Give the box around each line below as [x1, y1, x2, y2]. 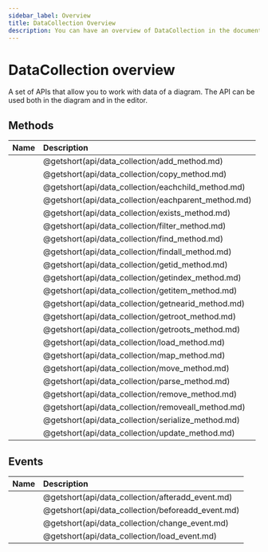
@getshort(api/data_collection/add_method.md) [42, 156, 223, 167]
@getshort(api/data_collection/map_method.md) [42, 350, 226, 361]
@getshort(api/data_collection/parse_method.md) [42, 376, 231, 387]
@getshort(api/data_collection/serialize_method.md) [42, 415, 241, 426]
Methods [8, 119, 54, 132]
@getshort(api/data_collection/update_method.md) [42, 428, 235, 439]
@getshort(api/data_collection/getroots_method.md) [42, 324, 241, 335]
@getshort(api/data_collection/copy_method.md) [42, 169, 227, 180]
